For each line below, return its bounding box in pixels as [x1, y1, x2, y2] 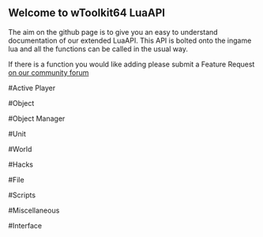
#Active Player [8, 83, 56, 92]
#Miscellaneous [8, 205, 60, 215]
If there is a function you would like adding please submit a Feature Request [8, 59, 255, 69]
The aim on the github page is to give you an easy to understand [8, 27, 219, 36]
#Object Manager [8, 114, 66, 123]
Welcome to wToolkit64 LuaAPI [8, 6, 166, 20]
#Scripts [8, 190, 36, 200]
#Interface [8, 220, 42, 230]
